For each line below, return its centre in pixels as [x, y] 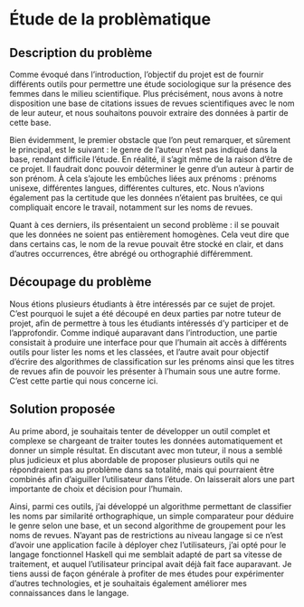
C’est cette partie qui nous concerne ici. [84, 381]
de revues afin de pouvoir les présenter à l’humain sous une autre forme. [145, 371]
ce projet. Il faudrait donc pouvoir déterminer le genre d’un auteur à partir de [152, 169]
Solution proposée [62, 409]
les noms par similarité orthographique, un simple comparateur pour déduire [152, 516]
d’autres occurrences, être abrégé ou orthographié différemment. [131, 254]
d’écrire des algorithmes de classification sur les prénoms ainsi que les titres [152, 361]
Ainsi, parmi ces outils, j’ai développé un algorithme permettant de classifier [151, 506]
